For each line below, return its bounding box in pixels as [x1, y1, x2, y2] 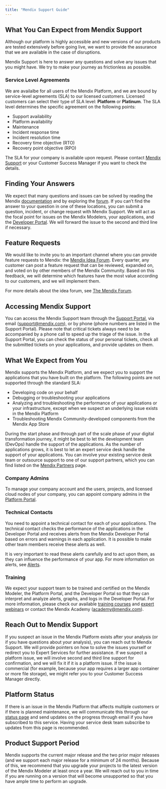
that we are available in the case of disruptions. [5, 49, 101, 55]
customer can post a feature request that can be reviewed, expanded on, [5, 263, 154, 268]
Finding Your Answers [5, 180, 75, 188]
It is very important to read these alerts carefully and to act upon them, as [5, 551, 155, 557]
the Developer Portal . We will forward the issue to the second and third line [5, 219, 158, 225]
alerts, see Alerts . [5, 561, 41, 567]
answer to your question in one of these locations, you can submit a [5, 203, 143, 209]
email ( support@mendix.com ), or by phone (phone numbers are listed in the [5, 321, 160, 327]
